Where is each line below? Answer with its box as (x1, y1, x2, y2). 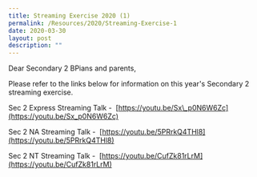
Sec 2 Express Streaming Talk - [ (8, 103, 118, 113)
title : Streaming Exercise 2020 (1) (8, 11, 131, 20)
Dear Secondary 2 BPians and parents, (8, 63, 136, 73)
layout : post (8, 34, 52, 42)
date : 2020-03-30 (8, 26, 66, 34)
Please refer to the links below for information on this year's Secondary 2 (8, 79, 250, 89)
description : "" (8, 42, 62, 50)
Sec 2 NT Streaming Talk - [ (8, 151, 102, 161)
